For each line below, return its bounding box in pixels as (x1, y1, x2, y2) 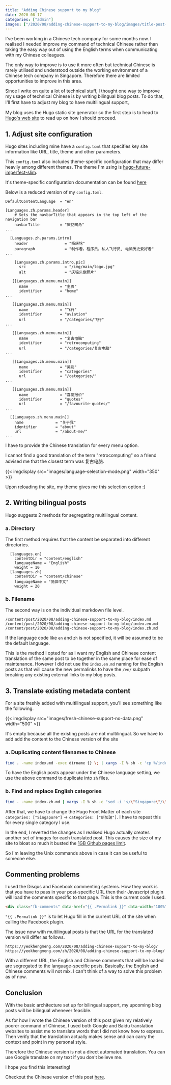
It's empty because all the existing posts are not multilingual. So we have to (5, 731, 163, 737)
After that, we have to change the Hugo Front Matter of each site (5, 808, 141, 814)
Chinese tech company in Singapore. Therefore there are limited (5, 72, 140, 79)
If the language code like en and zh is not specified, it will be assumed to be (5, 635, 163, 641)
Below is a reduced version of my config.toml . (5, 189, 103, 195)
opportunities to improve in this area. (5, 78, 82, 84)
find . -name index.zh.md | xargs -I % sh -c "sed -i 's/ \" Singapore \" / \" (5, 799, 167, 804)
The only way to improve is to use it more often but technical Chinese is (5, 62, 155, 68)
